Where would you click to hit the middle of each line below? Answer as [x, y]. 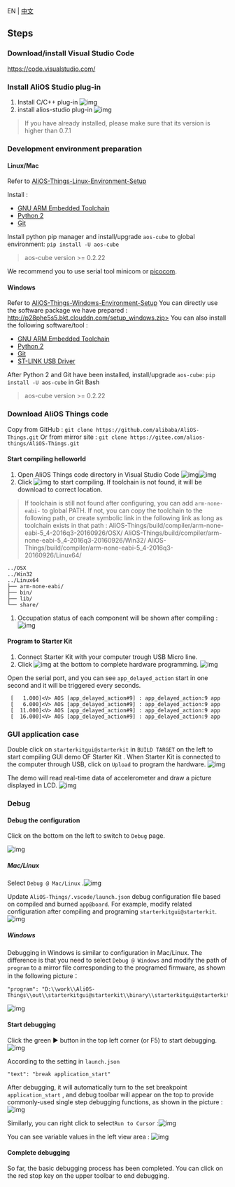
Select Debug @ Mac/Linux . [45, 883]
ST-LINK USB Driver [46, 361]
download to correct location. [60, 489]
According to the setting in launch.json [64, 1061]
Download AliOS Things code [58, 414]
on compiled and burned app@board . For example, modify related [100, 904]
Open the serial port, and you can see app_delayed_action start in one [108, 678]
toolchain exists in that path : [66, 525]
